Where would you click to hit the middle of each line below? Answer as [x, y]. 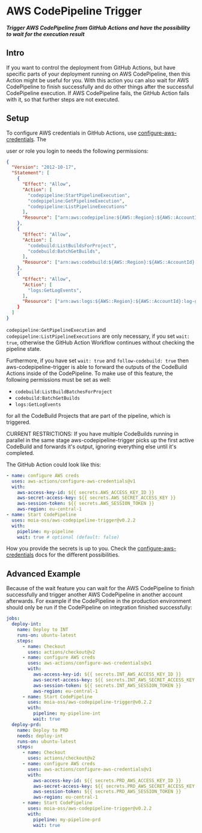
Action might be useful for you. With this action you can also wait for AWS [98, 80]
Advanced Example [44, 574]
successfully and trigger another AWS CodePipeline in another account [94, 595]
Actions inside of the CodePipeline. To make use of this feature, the [90, 373]
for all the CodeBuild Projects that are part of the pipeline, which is [88, 415]
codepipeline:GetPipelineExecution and [56, 329]
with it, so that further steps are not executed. [63, 99]
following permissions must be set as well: [59, 379]
